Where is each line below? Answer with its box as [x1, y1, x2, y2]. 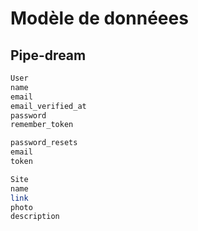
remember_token [10, 120, 74, 130]
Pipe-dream [10, 47, 87, 64]
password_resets [10, 138, 78, 148]
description [10, 212, 60, 222]
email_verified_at [10, 101, 87, 111]
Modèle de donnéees [10, 7, 189, 30]
